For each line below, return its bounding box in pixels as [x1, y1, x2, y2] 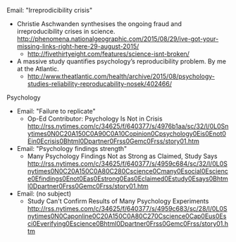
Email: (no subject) [16, 190, 72, 198]
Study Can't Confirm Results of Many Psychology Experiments [27, 197, 209, 205]
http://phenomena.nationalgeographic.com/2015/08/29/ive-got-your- [16, 35, 219, 43]
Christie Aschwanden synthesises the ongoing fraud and [16, 20, 182, 28]
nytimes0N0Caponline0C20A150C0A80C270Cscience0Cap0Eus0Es [27, 212, 227, 220]
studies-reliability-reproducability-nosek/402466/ [27, 80, 172, 87]
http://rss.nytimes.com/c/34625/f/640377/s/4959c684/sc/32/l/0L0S [27, 159, 228, 168]
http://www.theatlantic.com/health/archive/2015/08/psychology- [27, 72, 216, 80]
